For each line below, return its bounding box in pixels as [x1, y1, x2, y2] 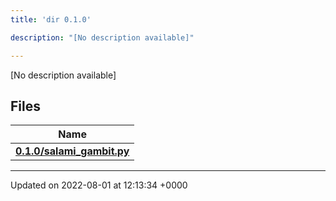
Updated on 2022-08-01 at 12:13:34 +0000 [10, 179, 188, 191]
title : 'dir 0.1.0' [10, 14, 92, 25]
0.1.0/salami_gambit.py [15, 144, 130, 158]
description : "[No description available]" [10, 32, 195, 43]
